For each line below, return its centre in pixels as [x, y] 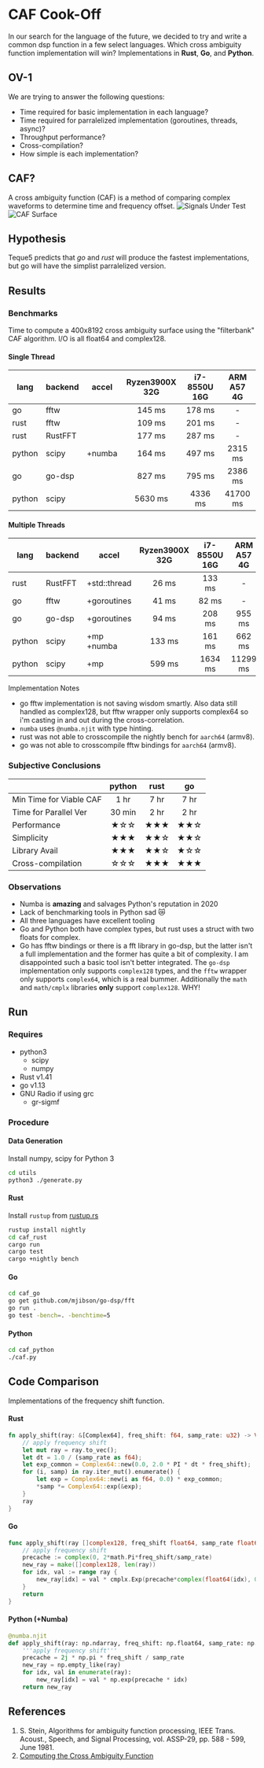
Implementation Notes [44, 688]
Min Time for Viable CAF [57, 799]
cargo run [24, 1244]
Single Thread [31, 356]
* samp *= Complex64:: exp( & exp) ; [90, 1486]
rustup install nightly [47, 1230]
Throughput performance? [62, 137]
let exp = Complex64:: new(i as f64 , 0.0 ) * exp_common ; [130, 1479]
